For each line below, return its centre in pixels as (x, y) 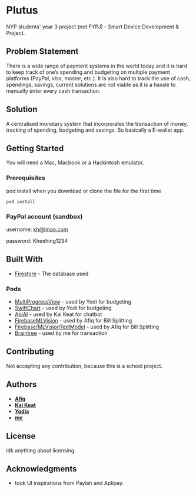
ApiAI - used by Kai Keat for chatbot (58, 314)
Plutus (22, 10)
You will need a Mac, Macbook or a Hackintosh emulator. (75, 162)
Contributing (30, 352)
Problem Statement (42, 52)
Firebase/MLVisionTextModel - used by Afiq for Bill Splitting (87, 327)
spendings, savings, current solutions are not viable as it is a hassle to (91, 84)
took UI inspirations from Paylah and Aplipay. (69, 483)
